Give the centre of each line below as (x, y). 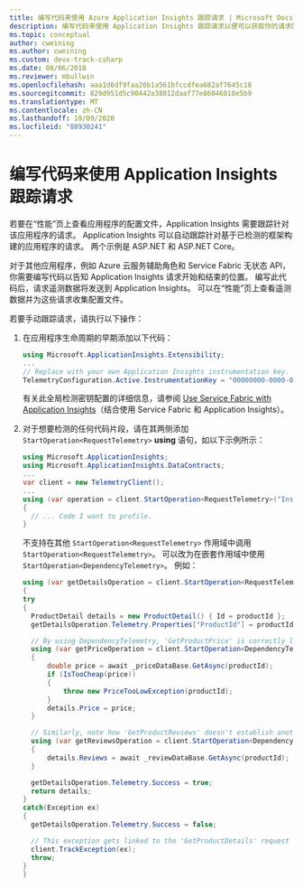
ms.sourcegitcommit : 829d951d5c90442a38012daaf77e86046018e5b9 (131, 93)
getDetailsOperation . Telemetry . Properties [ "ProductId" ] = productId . (164, 624)
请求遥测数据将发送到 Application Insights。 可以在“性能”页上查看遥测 (162, 288)
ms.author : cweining (48, 51)
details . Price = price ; (92, 708)
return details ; (61, 791)
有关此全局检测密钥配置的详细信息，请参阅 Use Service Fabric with (147, 398)
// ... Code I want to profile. (92, 516)
